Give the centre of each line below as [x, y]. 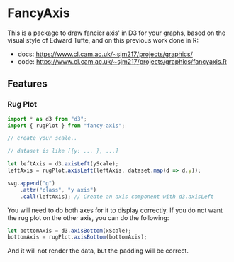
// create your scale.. [43, 138]
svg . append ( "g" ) [31, 183]
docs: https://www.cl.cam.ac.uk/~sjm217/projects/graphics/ [105, 54]
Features [27, 84]
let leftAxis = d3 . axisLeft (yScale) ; [63, 164]
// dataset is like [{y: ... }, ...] [63, 151]
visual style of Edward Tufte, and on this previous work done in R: [103, 40]
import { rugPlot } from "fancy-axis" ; [66, 126]
